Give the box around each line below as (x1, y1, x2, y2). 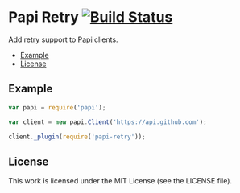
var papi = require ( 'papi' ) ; (8, 103, 106, 112)
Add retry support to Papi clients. (8, 35, 118, 44)
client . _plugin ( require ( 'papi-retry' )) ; (8, 133, 147, 141)
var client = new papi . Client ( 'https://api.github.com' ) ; (8, 117, 207, 126)
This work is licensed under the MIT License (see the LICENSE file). (8, 176, 232, 186)
